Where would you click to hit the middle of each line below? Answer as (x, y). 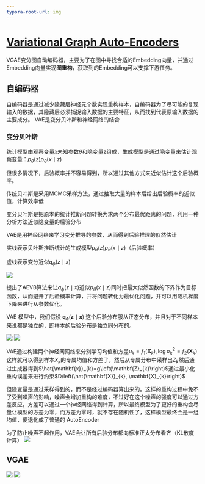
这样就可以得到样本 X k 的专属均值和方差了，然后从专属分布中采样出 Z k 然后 (98, 361)
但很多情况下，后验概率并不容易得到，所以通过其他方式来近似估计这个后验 (100, 173)
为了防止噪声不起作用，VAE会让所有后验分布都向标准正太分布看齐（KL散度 (100, 432)
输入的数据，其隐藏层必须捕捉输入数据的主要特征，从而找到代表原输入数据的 (103, 112)
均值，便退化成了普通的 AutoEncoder (53, 419)
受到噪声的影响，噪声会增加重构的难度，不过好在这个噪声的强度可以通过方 (105, 397)
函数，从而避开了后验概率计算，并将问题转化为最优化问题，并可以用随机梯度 (103, 296)
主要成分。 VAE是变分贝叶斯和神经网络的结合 (63, 120)
